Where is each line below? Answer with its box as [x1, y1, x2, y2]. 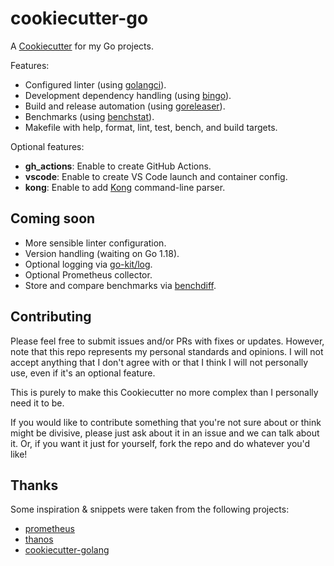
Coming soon [10, 210, 96, 227]
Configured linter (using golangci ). [24, 78, 167, 91]
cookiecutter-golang [24, 544, 110, 556]
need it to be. [10, 397, 65, 409]
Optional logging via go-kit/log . [24, 258, 153, 270]
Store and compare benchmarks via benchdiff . [24, 279, 217, 291]
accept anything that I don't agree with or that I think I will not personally [10, 356, 309, 368]
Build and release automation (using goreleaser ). [24, 100, 226, 112]
